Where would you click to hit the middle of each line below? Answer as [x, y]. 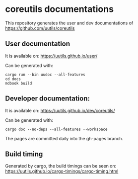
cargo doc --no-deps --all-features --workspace [56, 129]
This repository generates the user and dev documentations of [69, 23]
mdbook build [19, 83]
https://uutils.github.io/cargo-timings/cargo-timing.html [62, 171]
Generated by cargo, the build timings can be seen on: [61, 166]
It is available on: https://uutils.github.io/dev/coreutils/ [60, 110]
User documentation [38, 44]
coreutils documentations [60, 9]
